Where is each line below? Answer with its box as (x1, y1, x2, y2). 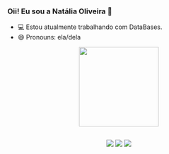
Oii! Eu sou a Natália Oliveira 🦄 (7, 6, 112, 16)
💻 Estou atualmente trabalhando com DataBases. (17, 23, 163, 31)
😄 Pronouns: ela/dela (17, 33, 81, 42)
